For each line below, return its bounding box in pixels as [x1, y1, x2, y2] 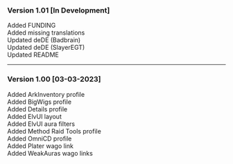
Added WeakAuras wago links [7, 149, 94, 157]
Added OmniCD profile [7, 134, 72, 143]
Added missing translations [7, 28, 85, 37]
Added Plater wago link [7, 141, 74, 150]
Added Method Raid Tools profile [7, 127, 102, 135]
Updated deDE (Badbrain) [7, 36, 81, 44]
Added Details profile [7, 104, 68, 113]
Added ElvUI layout [7, 112, 62, 120]
